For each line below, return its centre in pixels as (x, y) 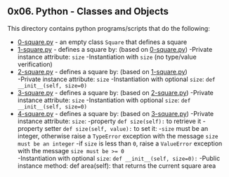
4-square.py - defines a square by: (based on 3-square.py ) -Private (116, 113)
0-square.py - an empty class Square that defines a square (102, 42)
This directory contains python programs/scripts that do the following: (109, 28)
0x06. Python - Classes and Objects (88, 12)
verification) (35, 64)
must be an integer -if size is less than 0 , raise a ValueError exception (120, 143)
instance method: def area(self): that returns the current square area (117, 165)
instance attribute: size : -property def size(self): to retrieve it (109, 121)
